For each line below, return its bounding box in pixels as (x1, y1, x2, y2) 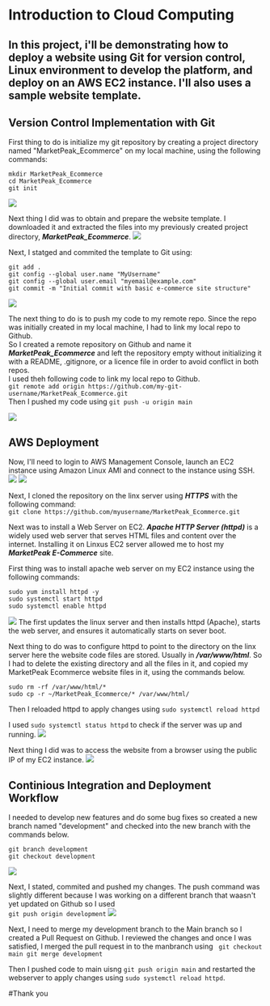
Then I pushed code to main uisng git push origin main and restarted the (8, 965, 256, 974)
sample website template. (8, 88, 141, 102)
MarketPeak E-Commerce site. (8, 548, 114, 558)
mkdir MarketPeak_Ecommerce (8, 170, 103, 179)
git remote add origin (8, 383, 85, 391)
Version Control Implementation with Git (8, 116, 216, 129)
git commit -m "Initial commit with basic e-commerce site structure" (8, 285, 251, 293)
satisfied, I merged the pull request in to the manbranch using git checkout (8, 941, 263, 952)
